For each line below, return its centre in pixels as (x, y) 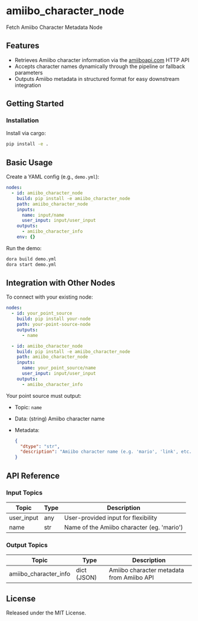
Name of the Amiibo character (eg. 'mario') (123, 527)
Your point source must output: (44, 396)
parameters (29, 73)
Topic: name (28, 407)
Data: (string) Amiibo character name (60, 419)
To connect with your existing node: (49, 297)
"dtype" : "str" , (40, 446)
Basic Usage (29, 163)
